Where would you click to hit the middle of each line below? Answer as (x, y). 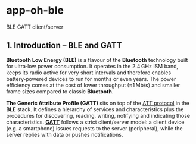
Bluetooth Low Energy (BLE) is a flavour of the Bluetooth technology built (97, 60)
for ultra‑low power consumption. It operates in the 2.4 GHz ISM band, (92, 66)
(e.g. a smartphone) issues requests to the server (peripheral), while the (94, 128)
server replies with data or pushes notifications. (65, 134)
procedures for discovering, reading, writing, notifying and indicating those (98, 115)
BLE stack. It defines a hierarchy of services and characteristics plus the (95, 109)
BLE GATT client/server (35, 27)
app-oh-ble (35, 10)
